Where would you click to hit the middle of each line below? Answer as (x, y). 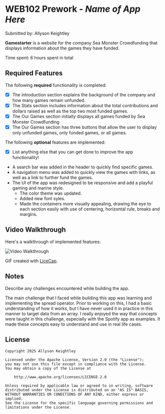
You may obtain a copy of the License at (48, 368)
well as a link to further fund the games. (52, 178)
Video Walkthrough (35, 230)
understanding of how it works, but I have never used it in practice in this (79, 308)
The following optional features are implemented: (55, 142)
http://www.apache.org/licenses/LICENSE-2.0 (60, 377)
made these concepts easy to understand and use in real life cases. (74, 324)
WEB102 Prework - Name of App (73, 9)
